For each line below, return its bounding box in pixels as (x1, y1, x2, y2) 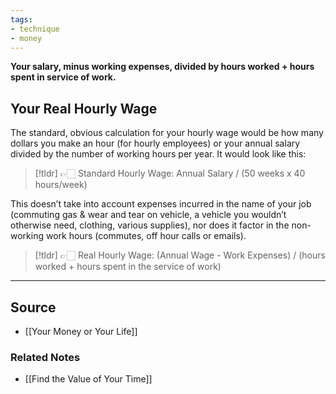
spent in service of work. (10, 71, 117, 83)
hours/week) (34, 179, 88, 191)
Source (10, 299, 57, 316)
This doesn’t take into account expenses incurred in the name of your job (10, 198, 312, 210)
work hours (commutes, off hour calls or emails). (45, 230, 247, 242)
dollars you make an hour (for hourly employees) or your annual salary (10, 137, 301, 150)
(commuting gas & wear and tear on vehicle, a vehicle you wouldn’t (10, 209, 287, 221)
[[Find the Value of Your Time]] (24, 373, 153, 385)
